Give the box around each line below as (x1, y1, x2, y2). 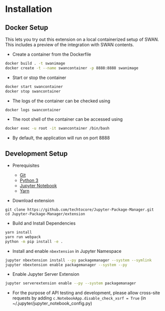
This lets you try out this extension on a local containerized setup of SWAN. (5, 36, 160, 42)
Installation (5, 3, 53, 15)
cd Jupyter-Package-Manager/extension (5, 212, 85, 217)
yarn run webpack (5, 234, 41, 239)
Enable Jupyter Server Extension (12, 271, 80, 277)
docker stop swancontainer (5, 88, 61, 94)
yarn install (5, 230, 32, 235)
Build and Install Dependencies (12, 220, 76, 227)
